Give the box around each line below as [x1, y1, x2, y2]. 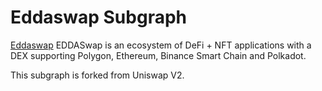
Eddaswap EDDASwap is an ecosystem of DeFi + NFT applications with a [10, 39, 312, 51]
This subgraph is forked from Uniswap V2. [10, 69, 185, 81]
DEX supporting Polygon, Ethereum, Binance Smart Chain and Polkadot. [10, 49, 307, 61]
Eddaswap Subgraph [10, 6, 187, 29]
